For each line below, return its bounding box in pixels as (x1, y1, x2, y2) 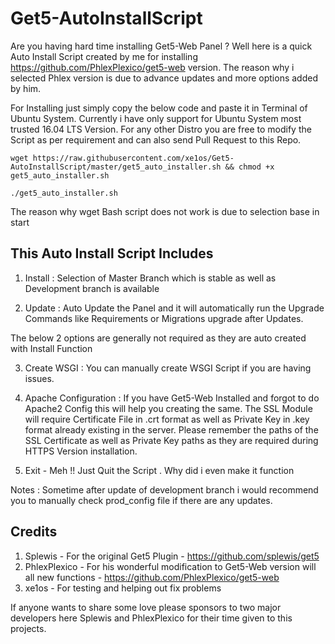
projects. (10, 622, 47, 634)
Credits (10, 523, 58, 541)
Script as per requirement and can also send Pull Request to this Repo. (10, 133, 302, 146)
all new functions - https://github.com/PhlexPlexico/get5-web (24, 571, 280, 583)
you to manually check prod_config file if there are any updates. (10, 494, 273, 506)
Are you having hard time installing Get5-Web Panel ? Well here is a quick (10, 40, 313, 52)
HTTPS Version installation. (24, 445, 138, 457)
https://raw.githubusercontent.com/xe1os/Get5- (32, 153, 235, 163)
